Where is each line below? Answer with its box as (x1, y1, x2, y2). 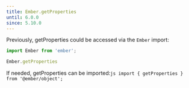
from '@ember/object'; (6, 76, 63, 82)
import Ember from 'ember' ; (6, 48, 77, 54)
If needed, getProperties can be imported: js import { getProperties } (6, 69, 184, 77)
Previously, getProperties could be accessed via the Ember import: (6, 37, 170, 44)
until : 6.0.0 (6, 14, 39, 20)
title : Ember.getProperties (6, 8, 77, 15)
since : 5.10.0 (6, 20, 42, 26)
